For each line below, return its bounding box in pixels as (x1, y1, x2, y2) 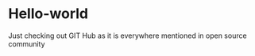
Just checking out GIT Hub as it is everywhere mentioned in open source (8, 31, 248, 40)
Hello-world (8, 5, 89, 23)
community (8, 39, 45, 48)
